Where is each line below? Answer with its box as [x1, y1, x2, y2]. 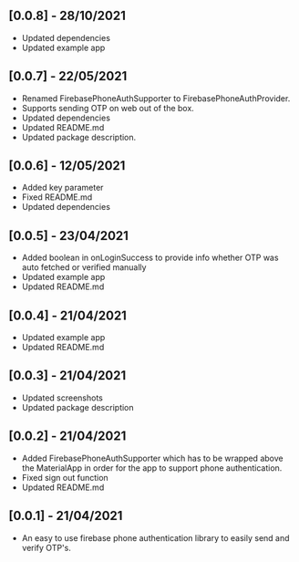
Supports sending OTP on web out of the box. [21, 102, 195, 113]
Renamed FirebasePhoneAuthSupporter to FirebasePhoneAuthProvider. [21, 92, 291, 104]
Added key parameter [21, 182, 104, 193]
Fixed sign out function [21, 472, 108, 483]
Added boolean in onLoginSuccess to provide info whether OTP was [21, 252, 279, 264]
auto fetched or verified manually [21, 262, 147, 273]
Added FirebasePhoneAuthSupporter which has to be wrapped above [21, 453, 284, 463]
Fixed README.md [21, 192, 93, 203]
